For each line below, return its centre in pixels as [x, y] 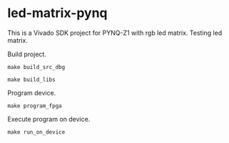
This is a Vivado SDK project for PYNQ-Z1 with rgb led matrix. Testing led [115, 33]
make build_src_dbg [36, 67]
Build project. [27, 54]
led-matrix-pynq [57, 13]
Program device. [32, 92]
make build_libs [31, 80]
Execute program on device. [49, 119]
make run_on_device [36, 132]
